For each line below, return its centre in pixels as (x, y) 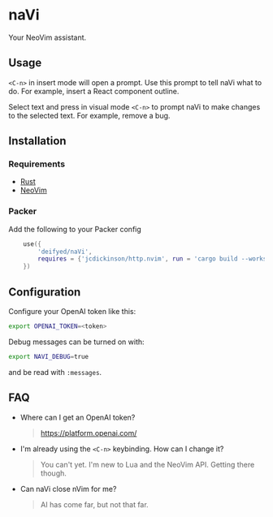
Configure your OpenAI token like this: (72, 312)
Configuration (45, 292)
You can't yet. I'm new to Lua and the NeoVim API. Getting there (147, 464)
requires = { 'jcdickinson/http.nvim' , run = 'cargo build (138, 259)
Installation (37, 141)
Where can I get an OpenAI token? (78, 417)
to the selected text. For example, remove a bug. (89, 115)
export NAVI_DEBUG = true (49, 356)
